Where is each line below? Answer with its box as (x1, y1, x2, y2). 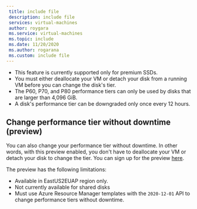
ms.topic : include (8, 36, 54, 42)
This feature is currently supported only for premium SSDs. (14, 68, 158, 76)
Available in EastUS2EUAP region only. (14, 178, 108, 185)
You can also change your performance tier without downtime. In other (6, 142, 178, 149)
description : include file (8, 14, 75, 20)
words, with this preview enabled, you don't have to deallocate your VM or (6, 148, 186, 155)
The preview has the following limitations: (6, 166, 107, 173)
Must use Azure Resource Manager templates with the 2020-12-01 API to (14, 190, 190, 197)
